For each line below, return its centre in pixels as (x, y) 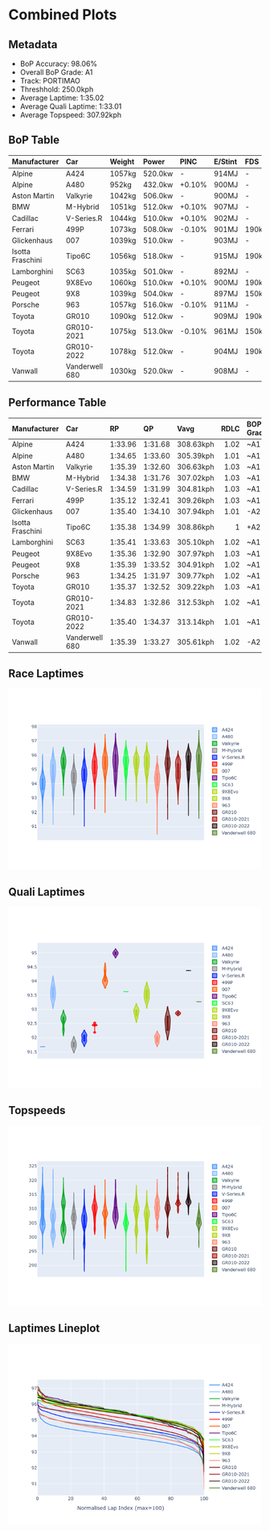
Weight (122, 161)
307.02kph (195, 478)
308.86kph (195, 527)
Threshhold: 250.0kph (57, 89)
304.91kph (195, 565)
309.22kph (195, 587)
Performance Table (57, 403)
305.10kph (195, 542)
